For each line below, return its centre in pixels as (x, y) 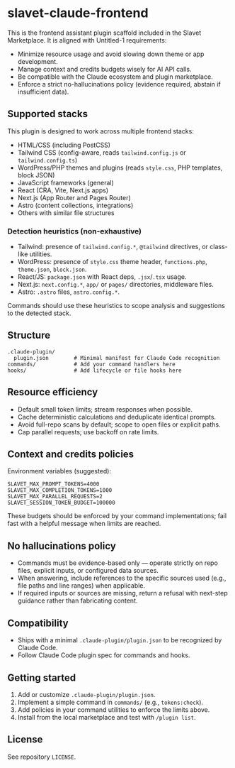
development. (38, 61)
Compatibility (38, 623)
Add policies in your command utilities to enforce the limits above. (114, 709)
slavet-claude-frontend (78, 13)
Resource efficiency (53, 392)
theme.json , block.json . (52, 269)
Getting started (42, 678)
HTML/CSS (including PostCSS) (64, 145)
